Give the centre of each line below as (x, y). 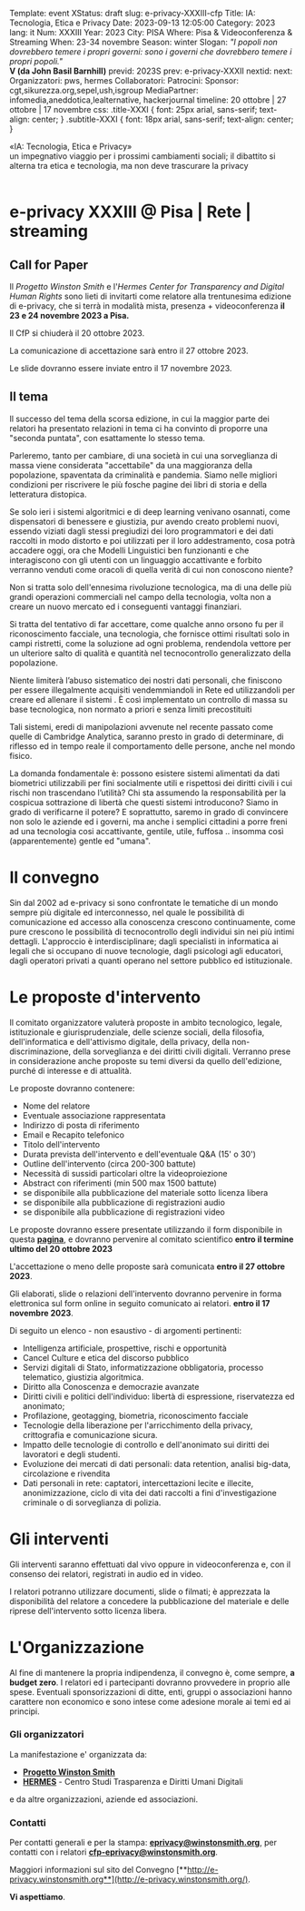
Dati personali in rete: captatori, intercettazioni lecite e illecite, (138, 1483)
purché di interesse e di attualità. (70, 1070)
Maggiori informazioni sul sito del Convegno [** (98, 1870)
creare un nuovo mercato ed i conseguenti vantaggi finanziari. (126, 606)
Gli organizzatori (47, 1735)
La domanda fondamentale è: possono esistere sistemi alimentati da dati (144, 773)
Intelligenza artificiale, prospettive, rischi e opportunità (124, 1348)
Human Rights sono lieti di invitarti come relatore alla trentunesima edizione (151, 296)
